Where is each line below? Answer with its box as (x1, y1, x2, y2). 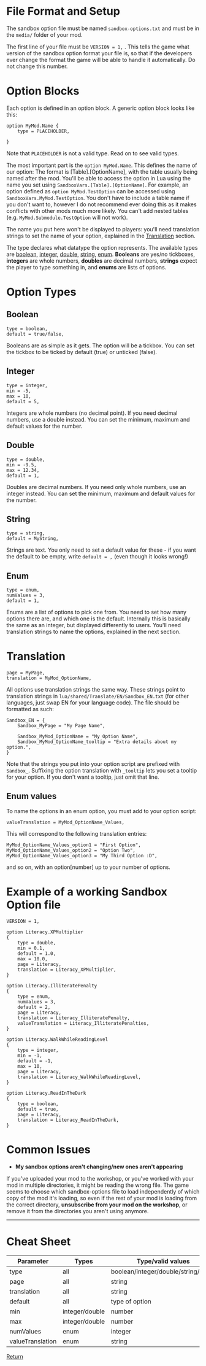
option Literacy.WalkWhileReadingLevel (6, 1036, 109, 1043)
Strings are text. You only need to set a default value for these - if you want (6, 546, 196, 554)
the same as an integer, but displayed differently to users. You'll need (6, 622, 181, 629)
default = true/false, (6, 331, 64, 337)
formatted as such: (6, 706, 54, 713)
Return (6, 1352, 23, 1360)
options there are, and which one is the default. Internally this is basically (6, 615, 191, 622)
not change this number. (6, 63, 68, 70)
